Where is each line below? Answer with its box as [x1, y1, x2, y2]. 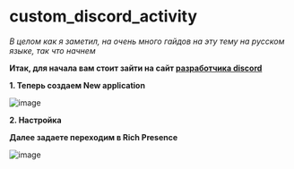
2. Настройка [9, 114, 62, 125]
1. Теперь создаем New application [9, 80, 146, 90]
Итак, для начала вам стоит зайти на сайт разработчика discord [9, 63, 263, 73]
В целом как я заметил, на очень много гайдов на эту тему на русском [9, 36, 285, 46]
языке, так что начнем [9, 45, 96, 55]
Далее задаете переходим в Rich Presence [9, 131, 178, 142]
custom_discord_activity [9, 6, 198, 27]
